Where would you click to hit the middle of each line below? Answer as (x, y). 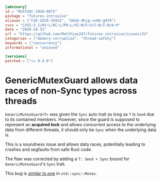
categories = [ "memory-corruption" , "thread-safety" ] (61, 39)
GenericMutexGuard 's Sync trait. (35, 164)
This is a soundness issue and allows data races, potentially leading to (75, 144)
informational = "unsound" (32, 48)
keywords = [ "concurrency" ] (33, 43)
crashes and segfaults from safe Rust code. (48, 149)
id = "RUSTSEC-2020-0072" (31, 11)
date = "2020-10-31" (26, 30)
